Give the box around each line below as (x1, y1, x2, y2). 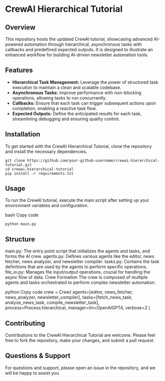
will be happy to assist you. (5, 370, 61, 376)
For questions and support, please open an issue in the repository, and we (5, 365, 156, 371)
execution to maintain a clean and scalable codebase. (12, 84, 122, 90)
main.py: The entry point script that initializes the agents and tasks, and (5, 248, 150, 254)
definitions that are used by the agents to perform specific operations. (5, 264, 148, 270)
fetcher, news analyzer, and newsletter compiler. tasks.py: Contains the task (5, 259, 160, 265)
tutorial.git (5, 162, 32, 167)
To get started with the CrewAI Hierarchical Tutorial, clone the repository (5, 143, 152, 149)
